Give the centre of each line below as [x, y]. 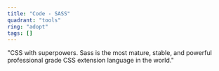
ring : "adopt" [28, 26]
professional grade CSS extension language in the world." [91, 61]
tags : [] [20, 33]
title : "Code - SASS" [39, 14]
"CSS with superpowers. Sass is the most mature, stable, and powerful [109, 53]
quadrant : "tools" [34, 20]
